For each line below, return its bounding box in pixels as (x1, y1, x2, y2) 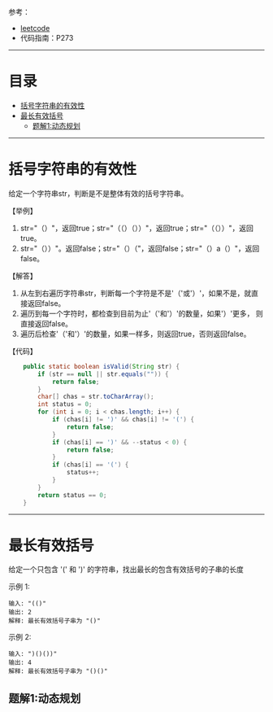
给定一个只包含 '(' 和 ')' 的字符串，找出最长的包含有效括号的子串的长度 (8, 565, 244, 574)
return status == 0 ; (37, 491, 107, 499)
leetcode (19, 24, 50, 33)
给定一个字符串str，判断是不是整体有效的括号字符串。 (8, 188, 188, 198)
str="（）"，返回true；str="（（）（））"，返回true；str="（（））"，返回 (19, 223, 254, 233)
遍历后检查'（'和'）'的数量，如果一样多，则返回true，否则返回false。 (19, 329, 251, 339)
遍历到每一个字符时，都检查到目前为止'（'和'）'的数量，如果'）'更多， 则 (19, 308, 263, 318)
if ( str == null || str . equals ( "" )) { (37, 369, 169, 378)
